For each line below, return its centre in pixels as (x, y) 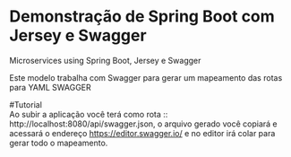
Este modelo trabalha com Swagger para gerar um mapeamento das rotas (146, 77)
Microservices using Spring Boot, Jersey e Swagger (105, 60)
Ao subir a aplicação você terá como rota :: (89, 114)
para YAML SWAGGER (50, 87)
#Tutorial (26, 104)
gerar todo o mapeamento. (59, 143)
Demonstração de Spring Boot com (142, 17)
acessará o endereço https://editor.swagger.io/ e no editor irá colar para (142, 133)
